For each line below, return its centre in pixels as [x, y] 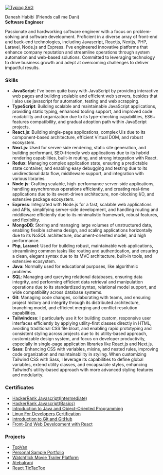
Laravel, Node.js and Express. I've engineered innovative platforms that [76, 47]
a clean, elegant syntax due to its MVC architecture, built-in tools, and [82, 256]
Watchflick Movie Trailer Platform [45, 457]
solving [12, 37]
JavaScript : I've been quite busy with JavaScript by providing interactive [85, 91]
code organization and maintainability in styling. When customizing [79, 354]
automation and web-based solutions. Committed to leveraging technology [80, 57]
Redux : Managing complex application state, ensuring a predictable [80, 163]
